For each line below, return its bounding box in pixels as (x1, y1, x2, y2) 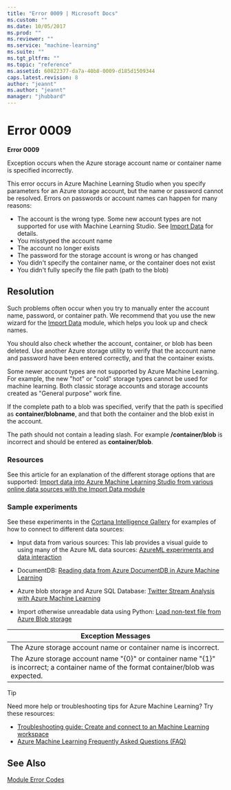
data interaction (16, 553, 62, 561)
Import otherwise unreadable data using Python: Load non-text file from (16, 608, 221, 616)
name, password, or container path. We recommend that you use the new (7, 311, 216, 320)
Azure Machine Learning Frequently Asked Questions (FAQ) (16, 737, 187, 746)
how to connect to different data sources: (7, 525, 125, 534)
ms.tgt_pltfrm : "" (7, 55, 60, 62)
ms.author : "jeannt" (7, 87, 67, 94)
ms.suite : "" (7, 49, 45, 56)
